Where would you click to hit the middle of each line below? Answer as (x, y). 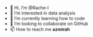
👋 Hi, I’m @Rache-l (29, 8)
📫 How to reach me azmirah (40, 29)
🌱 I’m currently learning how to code (47, 18)
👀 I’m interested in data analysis (43, 13)
